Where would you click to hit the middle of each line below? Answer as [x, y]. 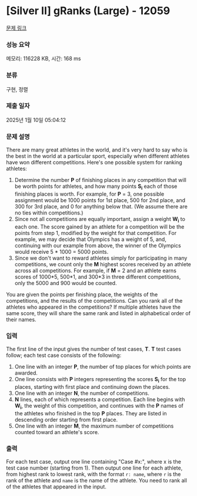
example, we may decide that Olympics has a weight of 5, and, [90, 239]
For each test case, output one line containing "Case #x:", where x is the [94, 461]
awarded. [26, 373]
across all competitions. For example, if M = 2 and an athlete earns [95, 270]
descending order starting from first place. [66, 419]
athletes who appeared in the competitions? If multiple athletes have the [94, 307]
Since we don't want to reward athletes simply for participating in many [101, 258]
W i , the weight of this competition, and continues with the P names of [99, 406]
